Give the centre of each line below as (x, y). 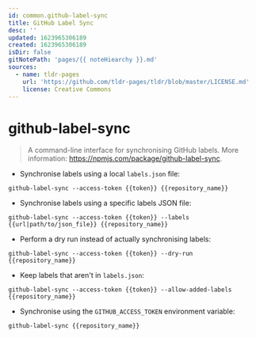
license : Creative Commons (67, 89)
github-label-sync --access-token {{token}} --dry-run (101, 254)
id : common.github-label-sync (58, 15)
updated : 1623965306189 (48, 38)
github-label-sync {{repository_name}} (74, 326)
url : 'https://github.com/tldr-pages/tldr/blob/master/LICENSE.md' (136, 82)
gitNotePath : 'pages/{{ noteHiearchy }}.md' (83, 60)
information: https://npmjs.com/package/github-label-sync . (125, 158)
